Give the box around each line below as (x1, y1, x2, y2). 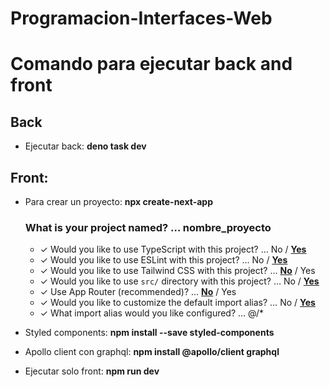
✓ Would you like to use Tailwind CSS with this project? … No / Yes (39, 265, 316, 277)
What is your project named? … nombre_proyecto (24, 220, 272, 234)
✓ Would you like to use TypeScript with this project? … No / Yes (39, 243, 307, 256)
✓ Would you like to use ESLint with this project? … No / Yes (39, 254, 288, 266)
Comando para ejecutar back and (10, 53, 293, 76)
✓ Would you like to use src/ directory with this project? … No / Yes (39, 275, 320, 287)
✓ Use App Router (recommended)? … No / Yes (39, 286, 237, 298)
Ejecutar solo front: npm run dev (24, 365, 160, 377)
